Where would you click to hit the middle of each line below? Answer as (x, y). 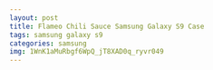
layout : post (34, 18)
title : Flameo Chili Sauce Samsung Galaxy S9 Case (107, 26)
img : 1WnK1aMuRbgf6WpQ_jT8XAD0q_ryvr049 (87, 52)
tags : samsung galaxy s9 (56, 35)
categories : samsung (48, 43)
